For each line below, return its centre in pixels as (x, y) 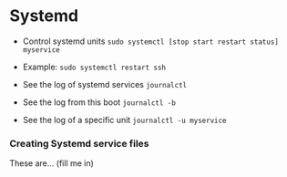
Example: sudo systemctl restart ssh (94, 67)
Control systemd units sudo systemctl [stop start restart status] (151, 41)
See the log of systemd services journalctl (105, 84)
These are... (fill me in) (51, 163)
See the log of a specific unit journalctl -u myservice (124, 120)
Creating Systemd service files (79, 143)
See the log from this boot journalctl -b (99, 102)
